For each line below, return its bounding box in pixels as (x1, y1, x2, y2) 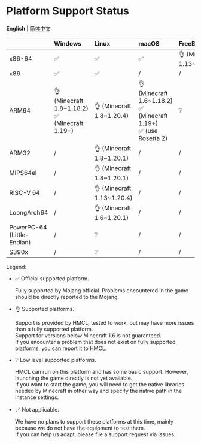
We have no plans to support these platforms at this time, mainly (14, 418, 173, 425)
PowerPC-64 (9, 223, 47, 231)
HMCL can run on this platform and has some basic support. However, (14, 368, 188, 375)
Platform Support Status (6, 4, 130, 18)
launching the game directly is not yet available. (14, 374, 133, 382)
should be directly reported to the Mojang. (14, 293, 120, 300)
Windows (53, 39, 82, 47)
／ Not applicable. (14, 406, 60, 413)
